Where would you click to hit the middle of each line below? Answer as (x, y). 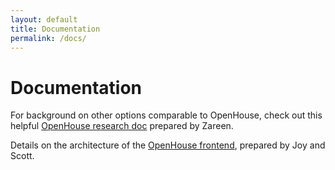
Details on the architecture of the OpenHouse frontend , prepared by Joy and (168, 145)
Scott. (22, 156)
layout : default (44, 19)
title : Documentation (55, 29)
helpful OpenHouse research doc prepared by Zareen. (122, 126)
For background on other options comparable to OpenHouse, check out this (166, 115)
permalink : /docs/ (48, 38)
